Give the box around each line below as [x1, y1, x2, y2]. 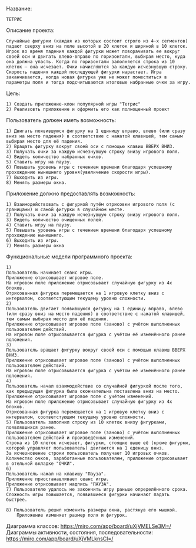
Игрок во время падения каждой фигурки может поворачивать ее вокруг [6, 48, 181, 54]
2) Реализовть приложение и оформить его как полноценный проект [6, 106, 170, 112]
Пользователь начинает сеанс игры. [6, 270, 94, 275]
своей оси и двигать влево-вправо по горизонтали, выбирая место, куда [6, 54, 185, 60]
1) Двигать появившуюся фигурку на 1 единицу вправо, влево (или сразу [6, 128, 185, 134]
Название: [6, 5, 32, 12]
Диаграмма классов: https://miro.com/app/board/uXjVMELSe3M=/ [6, 523, 172, 530]
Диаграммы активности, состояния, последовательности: [6, 529, 153, 536]
